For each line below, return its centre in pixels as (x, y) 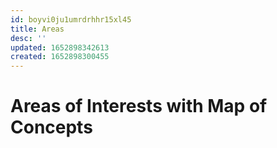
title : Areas (37, 29)
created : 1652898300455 (60, 57)
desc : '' (28, 38)
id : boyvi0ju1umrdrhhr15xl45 (71, 19)
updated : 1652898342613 (60, 47)
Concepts (51, 127)
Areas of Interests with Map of (139, 106)
